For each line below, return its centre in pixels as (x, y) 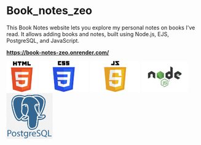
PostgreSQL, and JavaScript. (43, 40)
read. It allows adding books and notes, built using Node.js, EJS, (88, 34)
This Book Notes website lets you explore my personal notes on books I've (101, 28)
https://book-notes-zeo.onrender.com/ (58, 52)
